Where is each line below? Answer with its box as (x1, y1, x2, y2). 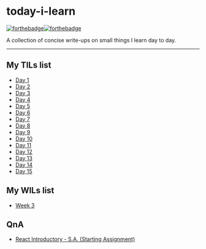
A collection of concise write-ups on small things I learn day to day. (6, 36, 177, 44)
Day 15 (15, 167, 32, 175)
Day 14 (15, 161, 33, 168)
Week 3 (15, 201, 35, 209)
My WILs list (6, 185, 55, 196)
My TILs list (6, 60, 51, 71)
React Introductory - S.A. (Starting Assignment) (15, 236, 135, 243)
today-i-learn (6, 4, 75, 18)
